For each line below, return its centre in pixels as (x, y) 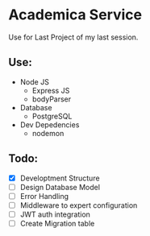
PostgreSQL (52, 116)
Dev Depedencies (50, 124)
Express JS (51, 90)
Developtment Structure (60, 178)
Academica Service (75, 15)
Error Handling (44, 196)
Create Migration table (57, 223)
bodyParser (52, 99)
